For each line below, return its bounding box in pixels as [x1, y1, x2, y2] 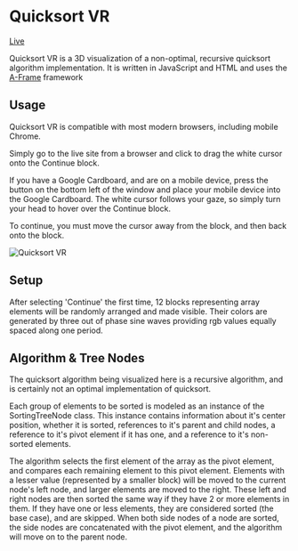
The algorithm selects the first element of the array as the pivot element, [9, 456, 275, 466]
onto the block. [9, 230, 65, 240]
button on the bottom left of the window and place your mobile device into [9, 184, 281, 195]
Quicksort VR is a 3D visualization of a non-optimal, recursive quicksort [9, 53, 271, 63]
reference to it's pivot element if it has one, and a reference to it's [9, 429, 249, 440]
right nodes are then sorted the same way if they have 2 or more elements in [9, 494, 290, 505]
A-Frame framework [9, 71, 84, 82]
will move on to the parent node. [9, 531, 127, 542]
